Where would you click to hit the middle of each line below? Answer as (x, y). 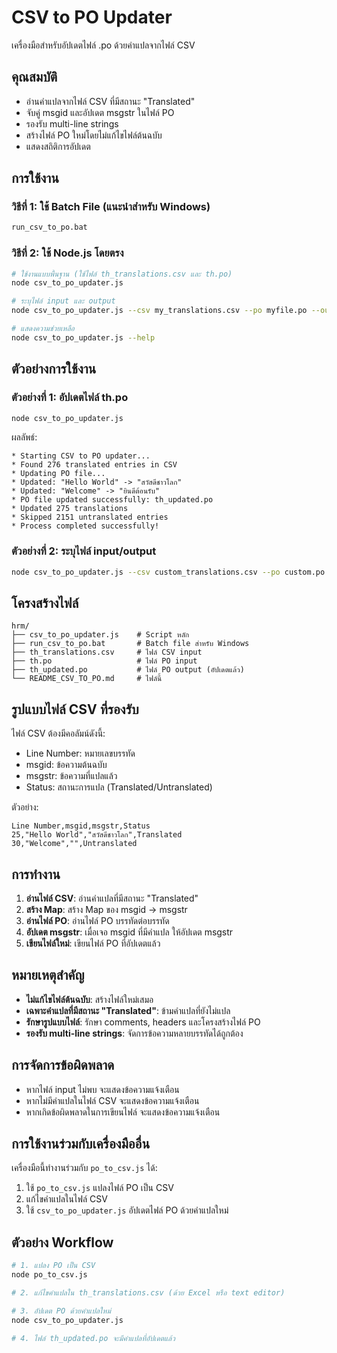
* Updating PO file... (58, 474)
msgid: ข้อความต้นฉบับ (66, 765)
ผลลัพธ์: (24, 437)
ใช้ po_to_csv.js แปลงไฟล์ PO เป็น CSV (99, 1188)
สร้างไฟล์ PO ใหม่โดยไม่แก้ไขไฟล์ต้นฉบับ (94, 135)
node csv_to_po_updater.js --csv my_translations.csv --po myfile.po (159, 311)
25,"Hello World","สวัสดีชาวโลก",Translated (97, 835)
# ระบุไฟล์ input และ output (63, 301)
